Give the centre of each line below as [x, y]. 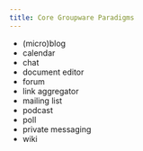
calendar [39, 53]
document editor [53, 72]
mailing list [42, 101]
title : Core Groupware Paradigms [72, 18]
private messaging [57, 129]
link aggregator [50, 91]
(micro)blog [44, 43]
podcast [38, 110]
